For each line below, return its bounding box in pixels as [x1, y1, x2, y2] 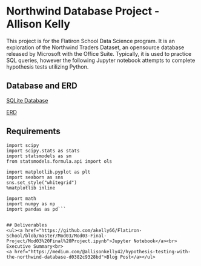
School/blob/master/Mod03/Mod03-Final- [6, 233, 107, 239]
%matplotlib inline [6, 185, 56, 191]
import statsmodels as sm [6, 153, 71, 159]
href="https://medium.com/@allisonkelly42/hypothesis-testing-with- [14, 248, 191, 254]
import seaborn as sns [6, 174, 64, 180]
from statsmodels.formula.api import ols [6, 158, 113, 165]
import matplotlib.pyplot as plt [6, 169, 91, 175]
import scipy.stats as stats [6, 148, 80, 154]
